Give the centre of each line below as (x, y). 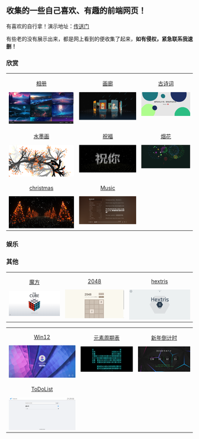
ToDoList (42, 389)
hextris (159, 281)
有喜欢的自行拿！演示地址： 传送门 (48, 26)
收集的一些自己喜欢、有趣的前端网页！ (76, 11)
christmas (41, 188)
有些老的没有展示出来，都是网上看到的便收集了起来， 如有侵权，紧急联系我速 (99, 39)
